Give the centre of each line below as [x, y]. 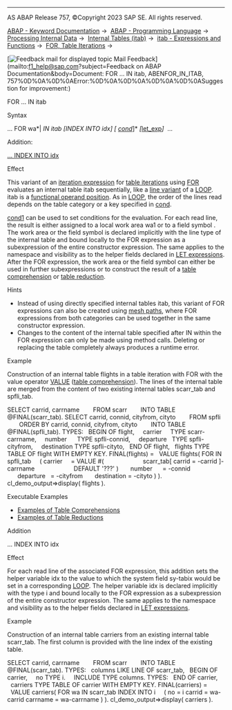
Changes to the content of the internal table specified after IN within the [119, 333]
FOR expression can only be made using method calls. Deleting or [111, 340]
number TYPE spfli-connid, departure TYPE [116, 439]
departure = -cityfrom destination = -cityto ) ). [89, 476]
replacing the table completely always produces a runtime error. [108, 347]
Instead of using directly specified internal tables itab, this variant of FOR [121, 303]
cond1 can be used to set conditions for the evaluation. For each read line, [113, 218]
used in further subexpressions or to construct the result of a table [102, 269]
